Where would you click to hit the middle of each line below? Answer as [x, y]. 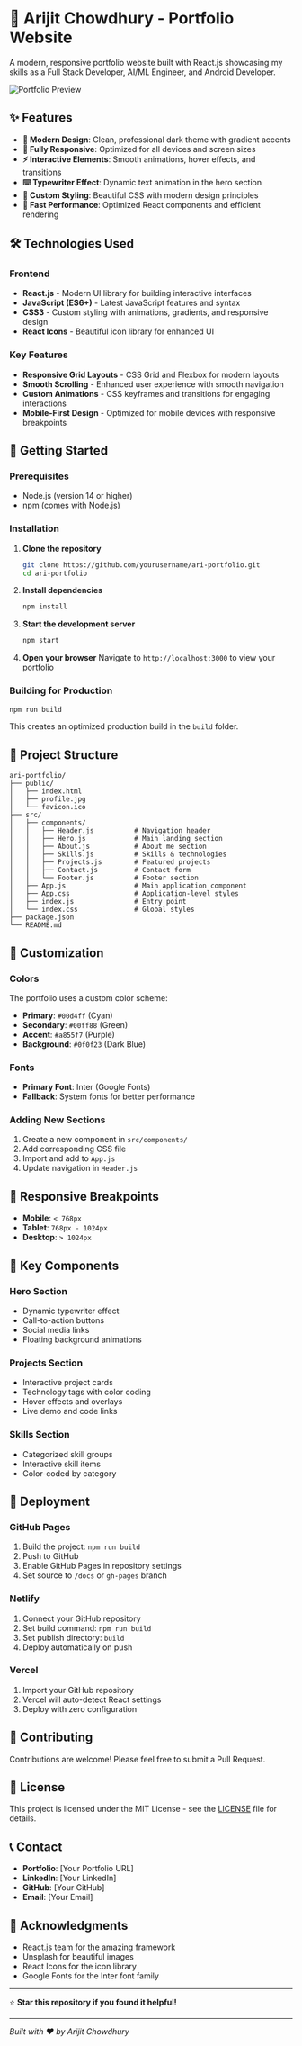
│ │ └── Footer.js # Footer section [104, 878]
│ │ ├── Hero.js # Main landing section [116, 839]
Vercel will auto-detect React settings [92, 1699]
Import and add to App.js [69, 1158]
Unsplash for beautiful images [78, 1957]
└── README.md [36, 925]
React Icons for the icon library [80, 1967]
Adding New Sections [58, 1120]
